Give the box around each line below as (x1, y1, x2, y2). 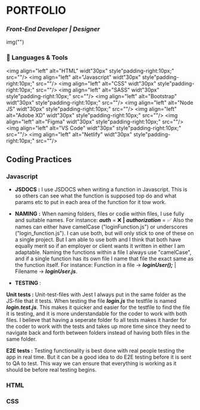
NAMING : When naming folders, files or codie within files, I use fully (14, 210, 184, 217)
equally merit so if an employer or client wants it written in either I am (14, 242, 185, 250)
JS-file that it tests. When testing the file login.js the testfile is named (6, 297, 177, 305)
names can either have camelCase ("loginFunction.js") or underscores (14, 223, 188, 230)
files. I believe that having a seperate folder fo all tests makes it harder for (6, 317, 187, 324)
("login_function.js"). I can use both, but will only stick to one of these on (14, 230, 194, 237)
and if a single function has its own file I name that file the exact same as (14, 255, 194, 262)
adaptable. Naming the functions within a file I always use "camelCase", (14, 249, 192, 256)
